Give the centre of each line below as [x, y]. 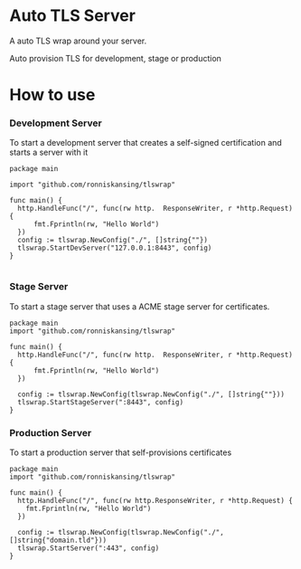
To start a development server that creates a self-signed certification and [146, 143]
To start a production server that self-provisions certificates [121, 452]
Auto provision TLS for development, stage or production [115, 58]
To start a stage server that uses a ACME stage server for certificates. [140, 306]
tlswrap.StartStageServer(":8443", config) [100, 402]
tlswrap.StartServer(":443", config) [89, 548]
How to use [52, 95]
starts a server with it [49, 152]
